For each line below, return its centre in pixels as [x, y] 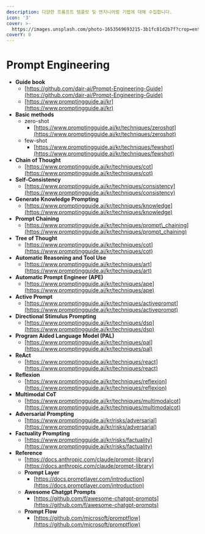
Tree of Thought [36, 238]
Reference [29, 453]
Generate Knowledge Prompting [57, 199]
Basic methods [34, 115]
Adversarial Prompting [45, 414]
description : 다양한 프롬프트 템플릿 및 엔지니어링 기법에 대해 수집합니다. [89, 12]
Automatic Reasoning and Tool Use [61, 258]
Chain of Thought [38, 160]
